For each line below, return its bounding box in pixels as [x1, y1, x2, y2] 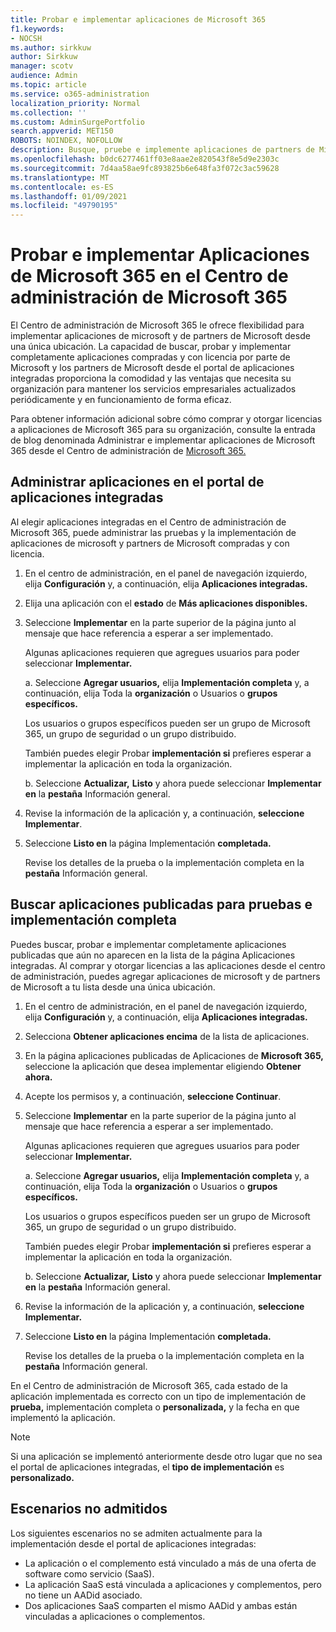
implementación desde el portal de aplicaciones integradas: [10, 1537, 257, 1550]
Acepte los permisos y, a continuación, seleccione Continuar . [24, 1090, 282, 1102]
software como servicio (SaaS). [24, 1567, 155, 1580]
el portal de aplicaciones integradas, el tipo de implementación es [10, 1461, 285, 1473]
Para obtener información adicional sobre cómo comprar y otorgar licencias [10, 413, 323, 425]
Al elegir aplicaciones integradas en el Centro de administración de [10, 516, 287, 528]
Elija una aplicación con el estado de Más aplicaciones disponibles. [24, 597, 308, 609]
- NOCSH [10, 33, 43, 43]
